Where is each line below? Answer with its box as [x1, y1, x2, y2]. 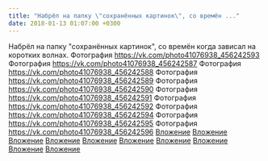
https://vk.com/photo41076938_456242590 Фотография [8, 84, 198, 93]
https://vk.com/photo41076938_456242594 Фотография [8, 109, 199, 119]
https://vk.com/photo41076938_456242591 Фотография [8, 93, 196, 102]
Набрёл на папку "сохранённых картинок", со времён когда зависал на [8, 41, 257, 51]
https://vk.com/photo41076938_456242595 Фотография [8, 118, 198, 128]
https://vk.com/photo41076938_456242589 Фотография [8, 76, 198, 85]
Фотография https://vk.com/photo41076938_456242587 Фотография [8, 58, 242, 68]
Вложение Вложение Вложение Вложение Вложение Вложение [8, 135, 228, 145]
